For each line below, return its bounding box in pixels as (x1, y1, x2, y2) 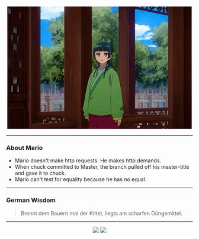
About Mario (6, 143, 43, 152)
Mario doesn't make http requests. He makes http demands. (14, 157, 162, 164)
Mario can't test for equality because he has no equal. (14, 176, 147, 183)
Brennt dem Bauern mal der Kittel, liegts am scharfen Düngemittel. (20, 209, 182, 217)
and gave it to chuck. (14, 169, 66, 177)
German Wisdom (6, 196, 56, 204)
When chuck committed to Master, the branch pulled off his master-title (14, 163, 190, 171)
